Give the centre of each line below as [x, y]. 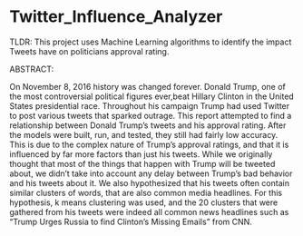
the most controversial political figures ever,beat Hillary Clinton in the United [152, 96]
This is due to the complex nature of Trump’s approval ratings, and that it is [149, 144]
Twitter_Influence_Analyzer [116, 17]
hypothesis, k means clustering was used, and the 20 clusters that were [144, 202]
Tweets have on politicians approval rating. [89, 51]
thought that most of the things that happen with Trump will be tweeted [142, 163]
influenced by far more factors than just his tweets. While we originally [141, 154]
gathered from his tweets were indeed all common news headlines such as [149, 211]
